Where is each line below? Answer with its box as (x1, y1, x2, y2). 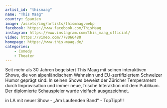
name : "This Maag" (5, 12, 43, 17)
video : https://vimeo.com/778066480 (5, 35, 81, 40)
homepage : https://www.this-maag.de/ (5, 40, 84, 45)
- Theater (14, 53, 35, 58)
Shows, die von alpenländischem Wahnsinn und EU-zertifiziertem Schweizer (5, 72, 163, 78)
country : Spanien (5, 16, 41, 21)
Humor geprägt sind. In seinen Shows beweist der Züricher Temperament (5, 77, 156, 83)
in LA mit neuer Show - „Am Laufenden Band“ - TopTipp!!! (5, 98, 124, 104)
